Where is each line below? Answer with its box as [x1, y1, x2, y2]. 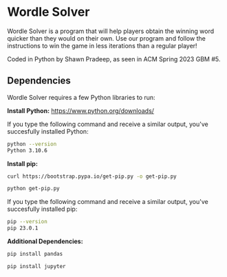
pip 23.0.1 [7, 225, 39, 232]
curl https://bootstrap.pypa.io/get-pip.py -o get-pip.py [7, 173, 177, 180]
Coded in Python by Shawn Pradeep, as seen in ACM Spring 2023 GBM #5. [7, 54, 221, 63]
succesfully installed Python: [7, 127, 89, 135]
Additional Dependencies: [7, 237, 84, 245]
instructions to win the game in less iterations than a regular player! [7, 41, 197, 50]
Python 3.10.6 [7, 147, 48, 154]
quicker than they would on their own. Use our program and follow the [7, 34, 206, 42]
